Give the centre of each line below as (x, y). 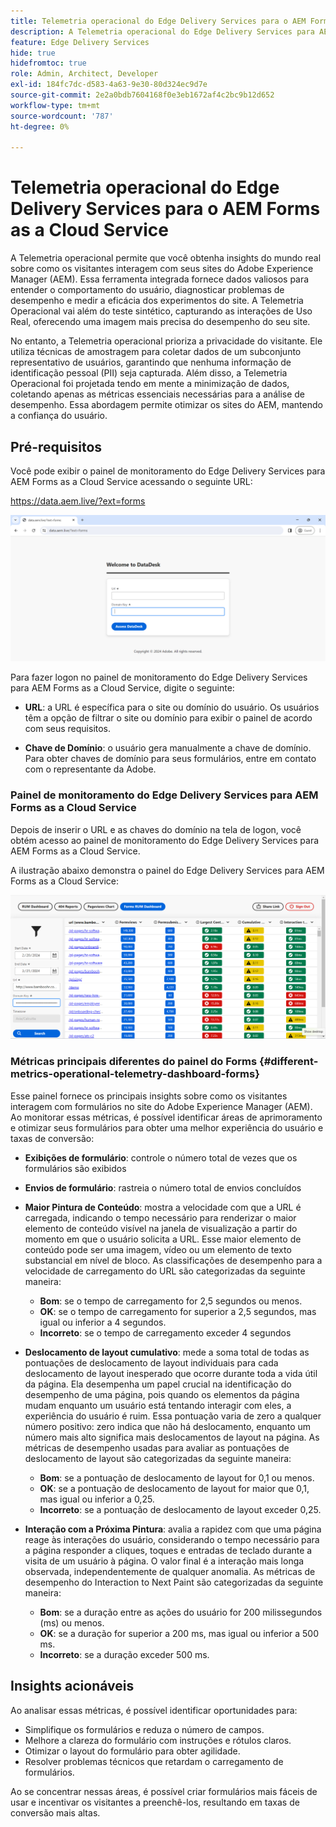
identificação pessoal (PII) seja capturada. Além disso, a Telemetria (149, 373)
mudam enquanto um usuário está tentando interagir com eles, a (158, 1405)
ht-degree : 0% (40, 126)
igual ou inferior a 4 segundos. (103, 1322)
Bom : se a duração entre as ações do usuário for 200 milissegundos (181, 1612)
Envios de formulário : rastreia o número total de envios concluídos (163, 1187)
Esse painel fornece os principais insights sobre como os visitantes (149, 1096)
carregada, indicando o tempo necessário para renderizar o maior (160, 1217)
